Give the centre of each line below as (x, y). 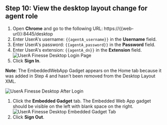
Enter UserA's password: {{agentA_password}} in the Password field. (84, 45)
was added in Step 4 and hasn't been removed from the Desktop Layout (80, 76)
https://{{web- (119, 28)
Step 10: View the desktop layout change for (76, 8)
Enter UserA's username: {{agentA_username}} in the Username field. (85, 39)
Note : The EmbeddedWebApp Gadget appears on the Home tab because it (83, 70)
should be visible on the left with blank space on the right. (73, 106)
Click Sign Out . (28, 117)
